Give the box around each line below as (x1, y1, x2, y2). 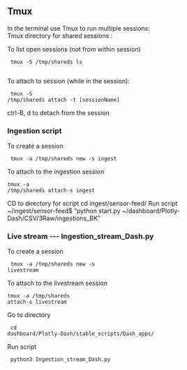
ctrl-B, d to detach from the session (7, 108, 110, 117)
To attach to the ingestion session (7, 167, 105, 176)
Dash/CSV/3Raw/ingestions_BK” (7, 214, 101, 222)
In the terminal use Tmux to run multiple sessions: (7, 24, 150, 32)
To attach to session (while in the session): (7, 77, 130, 85)
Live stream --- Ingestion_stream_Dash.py (7, 231, 154, 241)
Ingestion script (7, 125, 62, 135)
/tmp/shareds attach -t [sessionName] (7, 96, 120, 103)
